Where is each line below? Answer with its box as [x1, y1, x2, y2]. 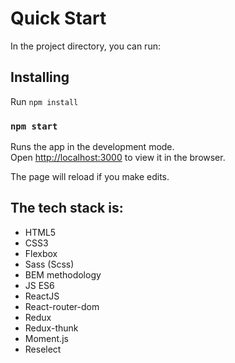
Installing [10, 69, 70, 86]
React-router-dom [24, 300, 100, 312]
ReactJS [24, 290, 60, 302]
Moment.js [24, 332, 69, 344]
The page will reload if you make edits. [10, 171, 170, 183]
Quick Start [10, 7, 107, 30]
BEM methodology [24, 268, 102, 281]
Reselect [24, 343, 62, 355]
